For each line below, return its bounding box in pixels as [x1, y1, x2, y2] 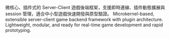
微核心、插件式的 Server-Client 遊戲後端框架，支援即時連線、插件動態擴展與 [5, 5, 165, 10]
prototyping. [5, 27, 32, 33]
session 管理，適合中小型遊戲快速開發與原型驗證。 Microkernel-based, [5, 11, 154, 17]
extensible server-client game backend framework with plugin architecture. [5, 17, 163, 22]
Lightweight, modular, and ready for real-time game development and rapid [5, 22, 163, 28]
